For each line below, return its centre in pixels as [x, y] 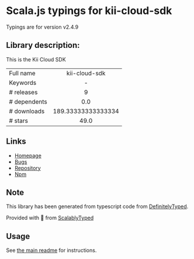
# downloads [27, 111]
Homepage [28, 156]
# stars [18, 120]
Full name [22, 73]
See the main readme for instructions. [51, 250]
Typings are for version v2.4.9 [42, 27]
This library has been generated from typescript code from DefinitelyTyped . [97, 206]
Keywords [23, 82]
